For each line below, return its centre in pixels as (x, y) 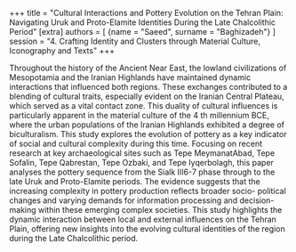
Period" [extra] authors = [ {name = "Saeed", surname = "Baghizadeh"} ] (143, 32)
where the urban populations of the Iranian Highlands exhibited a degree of (147, 125)
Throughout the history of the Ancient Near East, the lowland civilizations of (148, 68)
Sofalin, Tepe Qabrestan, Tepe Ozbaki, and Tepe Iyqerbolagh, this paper (141, 163)
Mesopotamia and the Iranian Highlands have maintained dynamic (130, 77)
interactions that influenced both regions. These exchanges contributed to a (148, 87)
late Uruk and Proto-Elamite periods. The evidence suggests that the (135, 181)
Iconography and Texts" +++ (62, 51)
